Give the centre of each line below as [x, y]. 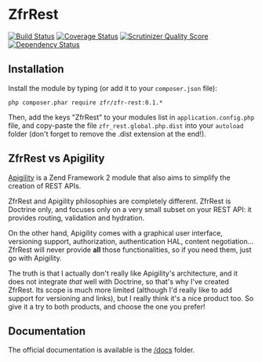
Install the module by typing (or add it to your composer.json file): [113, 88]
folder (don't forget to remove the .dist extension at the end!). [107, 133]
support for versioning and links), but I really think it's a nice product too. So [131, 298]
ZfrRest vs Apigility [56, 159]
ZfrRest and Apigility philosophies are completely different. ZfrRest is [120, 201]
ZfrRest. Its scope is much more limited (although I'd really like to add [120, 290]
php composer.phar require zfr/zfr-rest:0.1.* [86, 102]
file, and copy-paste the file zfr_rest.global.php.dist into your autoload [126, 125]
